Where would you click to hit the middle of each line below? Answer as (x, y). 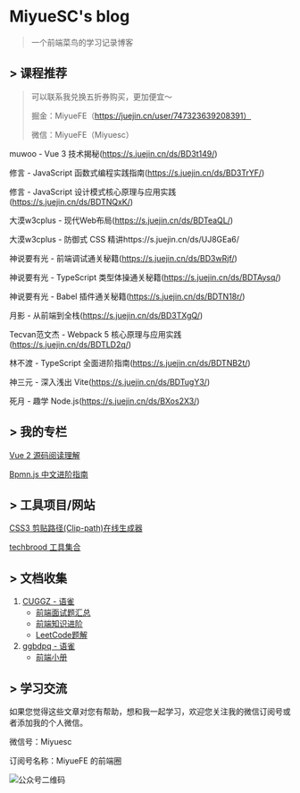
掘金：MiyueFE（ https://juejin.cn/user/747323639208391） (141, 115)
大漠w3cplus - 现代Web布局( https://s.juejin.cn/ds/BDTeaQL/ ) (121, 220)
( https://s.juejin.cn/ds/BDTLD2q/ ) (71, 344)
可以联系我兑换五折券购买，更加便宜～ (101, 97)
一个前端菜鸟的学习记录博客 (82, 42)
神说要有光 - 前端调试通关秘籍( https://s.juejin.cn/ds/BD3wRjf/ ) (124, 258)
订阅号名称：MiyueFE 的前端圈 (66, 761)
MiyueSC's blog (70, 17)
